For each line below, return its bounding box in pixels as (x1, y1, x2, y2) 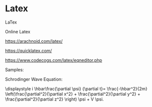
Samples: (5, 67, 24, 73)
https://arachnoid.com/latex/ (5, 38, 63, 44)
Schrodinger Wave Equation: (5, 76, 63, 82)
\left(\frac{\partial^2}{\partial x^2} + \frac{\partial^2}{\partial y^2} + (5, 91, 141, 97)
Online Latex (5, 28, 30, 34)
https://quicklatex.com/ (5, 48, 52, 53)
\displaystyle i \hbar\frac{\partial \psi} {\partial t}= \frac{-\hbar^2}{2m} (5, 85, 148, 91)
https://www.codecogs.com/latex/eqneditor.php (5, 57, 102, 63)
